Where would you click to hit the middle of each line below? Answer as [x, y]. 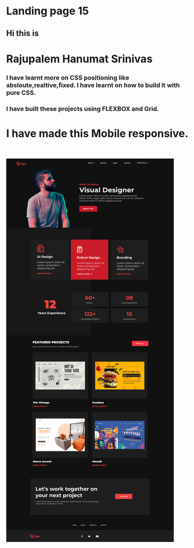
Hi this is [23, 33]
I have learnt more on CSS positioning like [68, 77]
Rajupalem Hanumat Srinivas [79, 59]
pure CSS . [21, 92]
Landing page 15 [48, 11]
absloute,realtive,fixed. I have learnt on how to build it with [93, 85]
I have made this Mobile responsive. [98, 133]
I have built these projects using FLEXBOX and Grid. [83, 109]
